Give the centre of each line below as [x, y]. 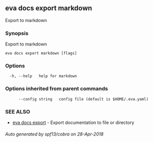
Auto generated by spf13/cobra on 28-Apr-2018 [54, 134]
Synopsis [17, 33]
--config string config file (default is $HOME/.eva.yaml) [83, 99]
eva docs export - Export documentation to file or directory [73, 122]
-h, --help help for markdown [43, 76]
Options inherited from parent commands [57, 88]
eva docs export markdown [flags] [41, 53]
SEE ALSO [18, 111]
